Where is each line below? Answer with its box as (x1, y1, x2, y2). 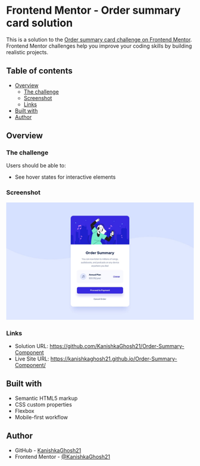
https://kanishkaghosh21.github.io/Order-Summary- (50, 355, 177, 362)
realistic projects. (6, 48, 49, 55)
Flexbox (14, 407, 35, 414)
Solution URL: (14, 343, 49, 350)
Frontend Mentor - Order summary (6, 4, 181, 17)
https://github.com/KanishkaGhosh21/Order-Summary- (49, 343, 185, 350)
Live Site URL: (14, 355, 49, 362)
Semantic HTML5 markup (14, 394, 78, 402)
